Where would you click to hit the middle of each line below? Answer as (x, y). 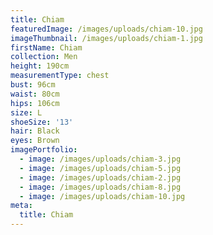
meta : (21, 206)
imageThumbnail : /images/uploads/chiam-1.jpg (106, 38)
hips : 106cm (35, 103)
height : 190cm (40, 66)
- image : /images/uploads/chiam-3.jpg (100, 159)
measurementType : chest (60, 76)
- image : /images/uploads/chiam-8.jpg (100, 187)
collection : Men (44, 57)
